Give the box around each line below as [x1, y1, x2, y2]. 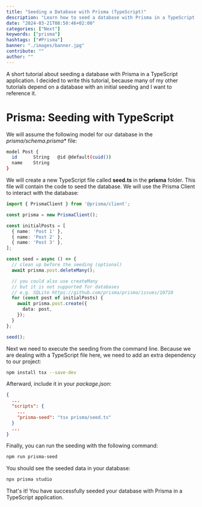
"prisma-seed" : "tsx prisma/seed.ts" [17, 414, 112, 420]
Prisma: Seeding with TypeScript [6, 110, 174, 124]
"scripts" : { [11, 403, 44, 409]
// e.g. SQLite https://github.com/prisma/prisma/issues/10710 [11, 289, 173, 296]
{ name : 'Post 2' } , [11, 234, 63, 240]
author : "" [6, 54, 34, 60]
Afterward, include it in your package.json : [6, 380, 112, 387]
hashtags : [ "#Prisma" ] [6, 37, 63, 43]
